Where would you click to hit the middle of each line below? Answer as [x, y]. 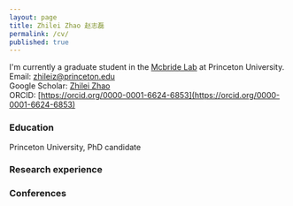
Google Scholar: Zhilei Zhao [60, 86]
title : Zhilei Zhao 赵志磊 [57, 26]
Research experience [56, 170]
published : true [39, 42]
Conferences [38, 194]
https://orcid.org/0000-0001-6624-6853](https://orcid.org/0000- [160, 95]
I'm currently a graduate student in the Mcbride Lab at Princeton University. [147, 67]
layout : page [33, 17]
